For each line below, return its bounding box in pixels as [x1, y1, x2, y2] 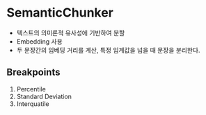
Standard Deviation [16, 92, 72, 100]
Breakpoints [6, 67, 61, 78]
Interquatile [16, 99, 49, 108]
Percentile [16, 85, 46, 93]
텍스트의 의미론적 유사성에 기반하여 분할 [16, 28, 125, 37]
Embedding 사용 [16, 37, 63, 46]
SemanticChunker [6, 5, 114, 21]
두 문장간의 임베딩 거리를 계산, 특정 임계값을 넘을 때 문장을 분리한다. [16, 46, 200, 54]
